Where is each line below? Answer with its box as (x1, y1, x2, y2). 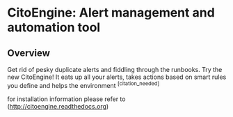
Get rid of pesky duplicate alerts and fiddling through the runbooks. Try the (7, 66, 223, 73)
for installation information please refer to (7, 95, 126, 103)
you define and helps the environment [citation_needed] (7, 80, 160, 89)
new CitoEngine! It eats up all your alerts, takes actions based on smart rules (7, 73, 227, 81)
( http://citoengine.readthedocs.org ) (7, 102, 109, 110)
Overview (7, 47, 51, 59)
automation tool (7, 19, 101, 35)
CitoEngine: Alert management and (7, 5, 216, 21)
